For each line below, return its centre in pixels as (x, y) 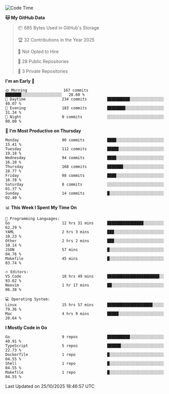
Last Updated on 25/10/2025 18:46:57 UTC (50, 386)
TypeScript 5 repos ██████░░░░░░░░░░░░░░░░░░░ (85, 346)
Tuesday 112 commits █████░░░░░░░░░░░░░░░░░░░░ (85, 149)
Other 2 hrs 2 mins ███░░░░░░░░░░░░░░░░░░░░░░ (85, 241)
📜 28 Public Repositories (43, 61)
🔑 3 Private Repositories (43, 71)
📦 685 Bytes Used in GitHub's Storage (58, 28)
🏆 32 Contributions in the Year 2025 (56, 40)
